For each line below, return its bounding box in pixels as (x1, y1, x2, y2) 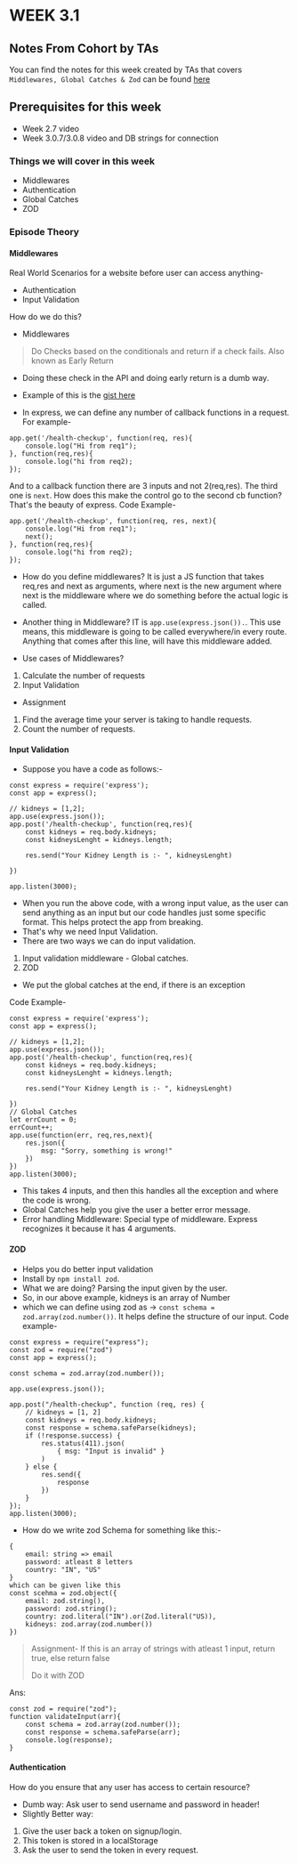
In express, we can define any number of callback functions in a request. (21, 407, 290, 418)
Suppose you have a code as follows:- (21, 764, 163, 774)
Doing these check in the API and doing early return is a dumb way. (21, 373, 270, 384)
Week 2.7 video (21, 123, 80, 134)
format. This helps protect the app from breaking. (21, 917, 204, 928)
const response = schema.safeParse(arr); (25, 1728, 181, 1737)
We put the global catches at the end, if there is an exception (21, 980, 246, 991)
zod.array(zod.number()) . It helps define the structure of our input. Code (21, 1310, 289, 1322)
